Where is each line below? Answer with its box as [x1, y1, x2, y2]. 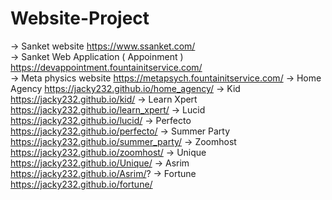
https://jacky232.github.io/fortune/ [10, 178, 153, 190]
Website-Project [10, 7, 150, 30]
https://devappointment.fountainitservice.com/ [10, 61, 203, 73]
